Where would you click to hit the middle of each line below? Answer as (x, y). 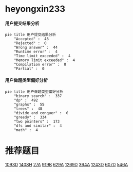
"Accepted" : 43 (31, 39)
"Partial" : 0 (29, 69)
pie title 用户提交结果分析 (30, 35)
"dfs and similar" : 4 (38, 126)
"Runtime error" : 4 (36, 52)
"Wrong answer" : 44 (36, 48)
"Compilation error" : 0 (40, 65)
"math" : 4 (26, 130)
